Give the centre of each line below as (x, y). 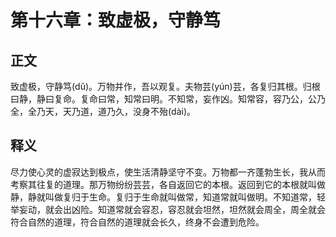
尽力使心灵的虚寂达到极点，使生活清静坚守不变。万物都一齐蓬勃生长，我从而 (168, 172)
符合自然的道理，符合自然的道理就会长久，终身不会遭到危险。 (137, 222)
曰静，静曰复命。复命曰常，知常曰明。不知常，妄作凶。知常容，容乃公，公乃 (168, 99)
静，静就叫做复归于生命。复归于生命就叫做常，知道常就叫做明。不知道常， (163, 197)
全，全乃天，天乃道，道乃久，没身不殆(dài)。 (103, 111)
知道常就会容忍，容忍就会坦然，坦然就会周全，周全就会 (211, 209)
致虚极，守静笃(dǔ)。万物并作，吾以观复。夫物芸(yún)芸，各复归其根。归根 (165, 86)
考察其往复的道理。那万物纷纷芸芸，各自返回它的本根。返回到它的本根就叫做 (168, 184)
